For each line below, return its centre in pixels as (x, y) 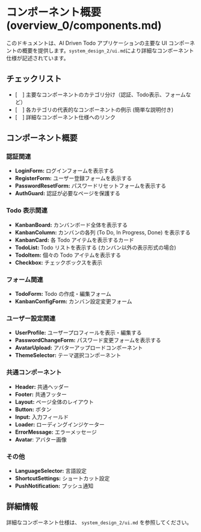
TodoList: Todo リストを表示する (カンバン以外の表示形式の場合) (95, 247)
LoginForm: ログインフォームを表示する (64, 171)
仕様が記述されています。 (38, 58)
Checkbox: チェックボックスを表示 (59, 262)
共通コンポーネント (34, 372)
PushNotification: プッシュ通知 (54, 486)
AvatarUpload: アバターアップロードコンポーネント (79, 348)
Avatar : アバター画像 (41, 439)
